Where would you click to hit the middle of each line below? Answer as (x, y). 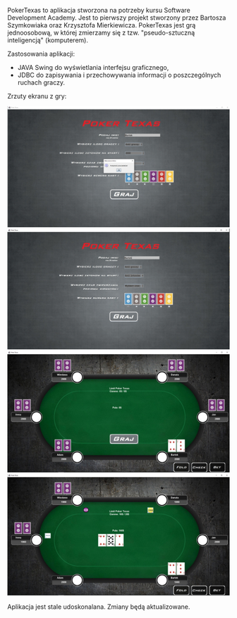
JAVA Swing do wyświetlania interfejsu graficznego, (93, 67)
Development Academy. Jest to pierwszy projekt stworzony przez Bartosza (117, 18)
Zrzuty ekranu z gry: (37, 96)
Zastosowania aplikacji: (41, 54)
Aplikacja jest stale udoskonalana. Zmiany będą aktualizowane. (99, 607)
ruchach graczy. (41, 83)
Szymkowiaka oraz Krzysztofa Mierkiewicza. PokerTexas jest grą (102, 25)
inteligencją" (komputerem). (48, 40)
